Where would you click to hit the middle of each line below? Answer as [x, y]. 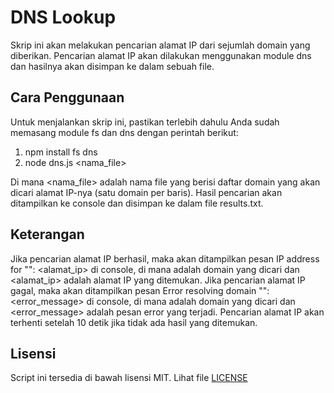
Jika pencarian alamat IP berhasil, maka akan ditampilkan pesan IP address [165, 258]
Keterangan [47, 234]
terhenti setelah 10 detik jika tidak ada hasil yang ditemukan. [134, 322]
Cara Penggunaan [67, 97]
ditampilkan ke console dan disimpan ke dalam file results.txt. [137, 203]
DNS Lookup [63, 17]
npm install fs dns [61, 152]
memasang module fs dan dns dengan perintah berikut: [124, 132]
